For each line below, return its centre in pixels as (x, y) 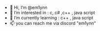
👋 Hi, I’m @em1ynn (28, 8)
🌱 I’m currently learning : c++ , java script (51, 18)
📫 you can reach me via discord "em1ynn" (53, 23)
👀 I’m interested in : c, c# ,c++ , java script (52, 13)
